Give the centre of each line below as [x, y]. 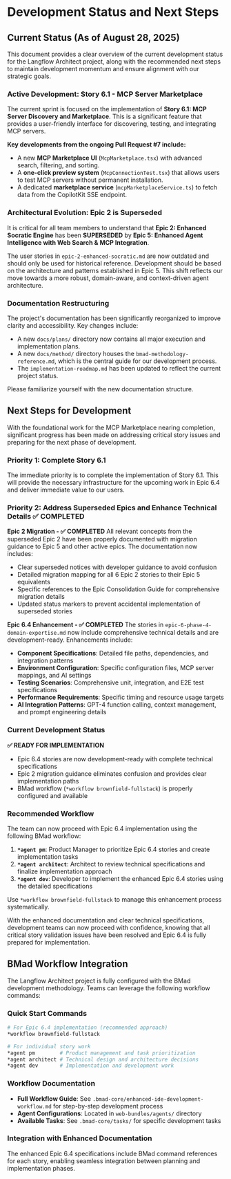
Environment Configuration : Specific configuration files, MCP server [115, 668]
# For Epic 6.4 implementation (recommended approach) [88, 1028]
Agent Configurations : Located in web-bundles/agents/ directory [109, 1113]
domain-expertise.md [37, 633]
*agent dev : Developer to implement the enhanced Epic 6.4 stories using [120, 878]
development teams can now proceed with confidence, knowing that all [109, 927]
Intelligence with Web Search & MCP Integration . [78, 242]
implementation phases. [41, 1168]
